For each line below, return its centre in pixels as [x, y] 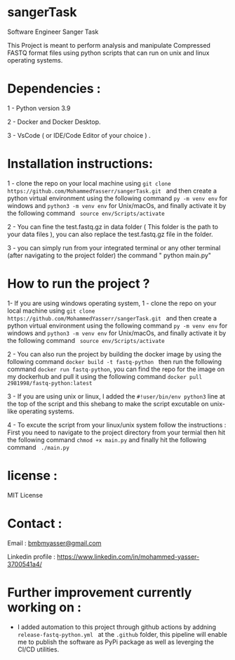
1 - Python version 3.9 [39, 108]
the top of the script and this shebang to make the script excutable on [108, 403]
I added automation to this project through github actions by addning [116, 627]
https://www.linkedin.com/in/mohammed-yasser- [128, 557]
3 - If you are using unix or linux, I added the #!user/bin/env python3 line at [116, 396]
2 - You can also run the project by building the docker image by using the [115, 354]
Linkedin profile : [32, 557]
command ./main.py [39, 447]
